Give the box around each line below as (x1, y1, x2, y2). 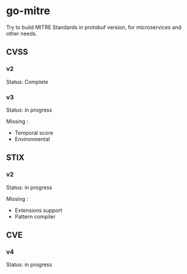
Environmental (14, 135, 50, 142)
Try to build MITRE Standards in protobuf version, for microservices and (6, 24, 182, 31)
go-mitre (6, 4, 50, 18)
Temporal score (14, 129, 53, 136)
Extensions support (14, 207, 63, 214)
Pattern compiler (14, 213, 56, 220)
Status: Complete (6, 78, 49, 85)
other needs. (6, 30, 37, 37)
